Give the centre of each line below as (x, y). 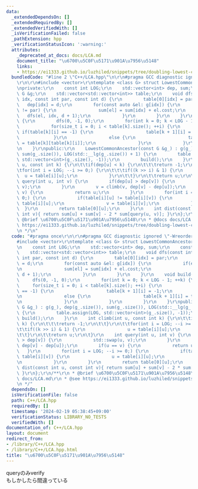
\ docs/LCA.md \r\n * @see (49, 379)
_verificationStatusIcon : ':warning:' (59, 45)
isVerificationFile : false (44, 395)
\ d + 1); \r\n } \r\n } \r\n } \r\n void (96, 275)
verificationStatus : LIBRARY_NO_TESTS (59, 417)
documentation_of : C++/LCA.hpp (44, 428)
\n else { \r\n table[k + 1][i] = (103, 296)
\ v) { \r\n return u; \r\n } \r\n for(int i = (105, 192)
